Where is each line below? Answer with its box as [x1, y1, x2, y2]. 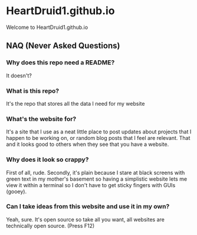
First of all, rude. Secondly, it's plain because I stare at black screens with [6, 169, 185, 176]
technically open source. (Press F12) [6, 222, 95, 229]
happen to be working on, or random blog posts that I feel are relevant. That [6, 135, 191, 142]
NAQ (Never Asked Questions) [6, 41, 120, 51]
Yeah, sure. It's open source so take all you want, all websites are [6, 216, 165, 223]
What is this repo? [6, 87, 60, 95]
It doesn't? [6, 72, 32, 79]
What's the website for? [6, 115, 77, 123]
